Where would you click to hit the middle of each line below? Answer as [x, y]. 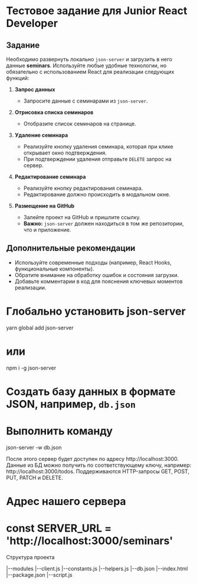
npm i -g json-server [31, 368]
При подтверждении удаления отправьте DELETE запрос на [98, 159]
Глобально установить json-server [96, 311]
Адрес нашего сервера [66, 501]
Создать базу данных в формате [91, 392]
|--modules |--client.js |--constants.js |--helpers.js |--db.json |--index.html [97, 568]
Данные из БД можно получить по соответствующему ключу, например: [99, 465]
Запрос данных [35, 89]
